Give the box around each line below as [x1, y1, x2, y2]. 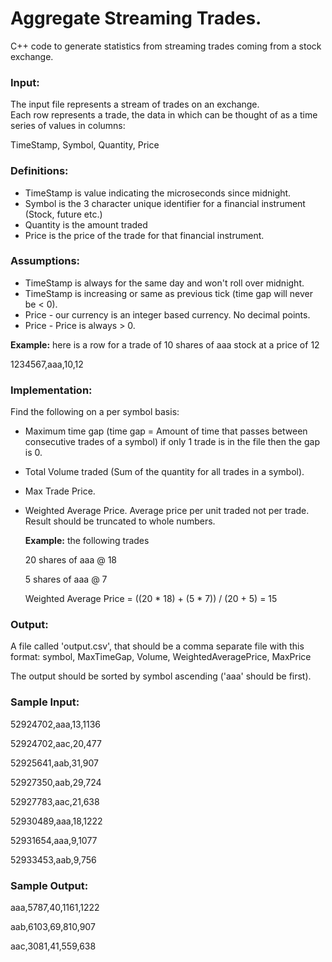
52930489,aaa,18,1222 [10, 815, 103, 827]
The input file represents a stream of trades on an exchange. [10, 98, 260, 111]
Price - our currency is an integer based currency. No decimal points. [24, 308, 311, 321]
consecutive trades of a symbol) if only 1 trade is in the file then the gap [24, 436, 320, 448]
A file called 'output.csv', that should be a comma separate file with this [10, 640, 305, 652]
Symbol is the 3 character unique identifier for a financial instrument [24, 197, 306, 209]
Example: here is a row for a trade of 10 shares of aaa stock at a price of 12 [10, 338, 320, 351]
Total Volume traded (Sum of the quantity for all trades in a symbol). [24, 466, 305, 478]
